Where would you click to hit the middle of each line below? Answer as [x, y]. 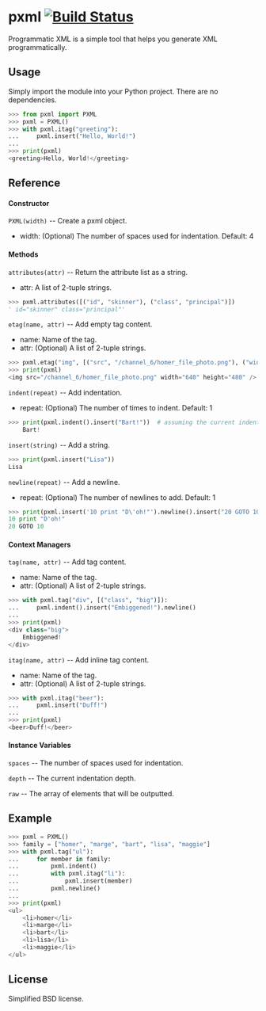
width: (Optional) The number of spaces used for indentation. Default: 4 [137, 236]
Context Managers [40, 544]
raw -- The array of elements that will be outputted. [91, 794]
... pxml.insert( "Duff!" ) [58, 705]
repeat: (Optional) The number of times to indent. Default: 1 [116, 408]
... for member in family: [60, 859]
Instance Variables [40, 746]
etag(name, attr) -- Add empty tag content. [80, 324]
